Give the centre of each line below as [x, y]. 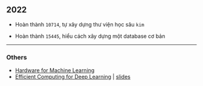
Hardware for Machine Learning [55, 70]
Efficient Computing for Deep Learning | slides [73, 77]
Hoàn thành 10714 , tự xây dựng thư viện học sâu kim [79, 24]
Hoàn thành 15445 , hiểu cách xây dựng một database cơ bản [90, 36]
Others [17, 57]
